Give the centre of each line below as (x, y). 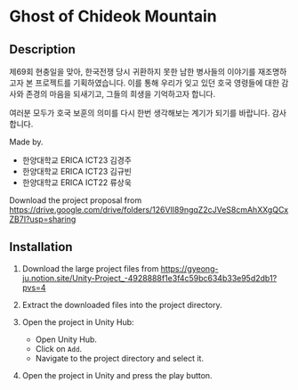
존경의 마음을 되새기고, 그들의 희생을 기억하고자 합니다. (121, 94)
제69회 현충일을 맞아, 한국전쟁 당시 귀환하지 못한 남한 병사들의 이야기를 (133, 72)
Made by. (26, 142)
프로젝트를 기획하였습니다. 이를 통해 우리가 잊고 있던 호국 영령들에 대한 (157, 83)
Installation (41, 247)
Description (42, 49)
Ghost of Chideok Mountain (113, 16)
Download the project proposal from (76, 200)
